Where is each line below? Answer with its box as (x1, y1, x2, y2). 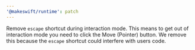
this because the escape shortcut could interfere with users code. (6, 37, 166, 44)
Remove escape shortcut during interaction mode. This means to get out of (6, 25, 189, 32)
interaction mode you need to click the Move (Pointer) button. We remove (6, 31, 187, 38)
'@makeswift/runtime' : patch (6, 8, 79, 15)
